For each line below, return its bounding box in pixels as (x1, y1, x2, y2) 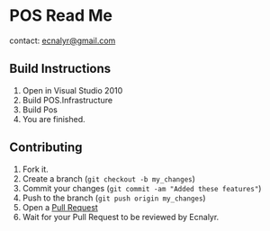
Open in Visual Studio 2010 (22, 84, 123, 95)
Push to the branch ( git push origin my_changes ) (22, 192, 206, 203)
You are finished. (22, 113, 85, 124)
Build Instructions (9, 61, 112, 76)
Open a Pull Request (22, 201, 99, 212)
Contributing (9, 140, 83, 155)
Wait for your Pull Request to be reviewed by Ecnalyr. (22, 211, 220, 222)
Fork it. (22, 164, 49, 174)
